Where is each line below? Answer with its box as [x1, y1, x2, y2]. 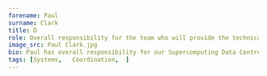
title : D [8, 26, 37, 34]
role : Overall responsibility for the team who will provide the [8, 33, 229, 42]
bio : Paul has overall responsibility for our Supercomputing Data [8, 48, 237, 56]
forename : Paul [8, 11, 59, 20]
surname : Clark [8, 19, 59, 27]
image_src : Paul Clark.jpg [8, 41, 98, 49]
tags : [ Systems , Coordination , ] [8, 56, 130, 64]
